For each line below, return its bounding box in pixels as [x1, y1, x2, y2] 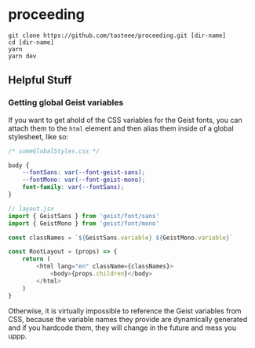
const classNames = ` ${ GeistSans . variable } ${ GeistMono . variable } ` [8, 234, 234, 242]
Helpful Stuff [8, 73, 72, 87]
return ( [22, 255, 51, 263]
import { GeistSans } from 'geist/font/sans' [8, 212, 159, 220]
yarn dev [8, 52, 37, 60]
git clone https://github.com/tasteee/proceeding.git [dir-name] [8, 31, 226, 39]
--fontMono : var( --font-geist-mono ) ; [22, 176, 146, 184]
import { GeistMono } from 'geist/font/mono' [8, 219, 159, 228]
